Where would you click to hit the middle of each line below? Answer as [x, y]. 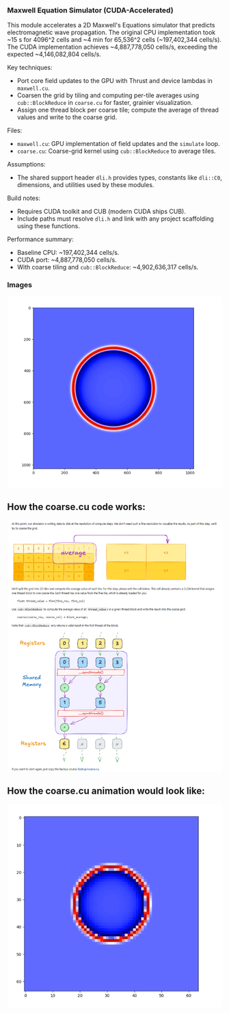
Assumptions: [26, 164]
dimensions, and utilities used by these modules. [85, 185]
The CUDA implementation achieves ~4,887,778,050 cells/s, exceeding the [112, 47]
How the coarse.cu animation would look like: [106, 791]
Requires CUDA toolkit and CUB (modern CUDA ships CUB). [101, 212]
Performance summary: [40, 239]
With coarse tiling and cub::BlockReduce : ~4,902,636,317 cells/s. [108, 267]
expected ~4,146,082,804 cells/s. [54, 54]
